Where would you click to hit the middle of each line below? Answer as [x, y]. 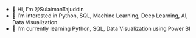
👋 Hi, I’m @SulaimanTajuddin [48, 9]
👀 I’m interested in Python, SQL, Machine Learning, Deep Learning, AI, [100, 16]
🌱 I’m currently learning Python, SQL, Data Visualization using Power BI [101, 28]
